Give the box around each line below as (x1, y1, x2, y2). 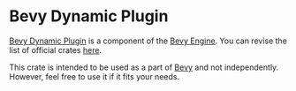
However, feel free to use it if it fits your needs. (9, 71, 179, 81)
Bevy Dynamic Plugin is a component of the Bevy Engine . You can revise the (9, 35, 287, 46)
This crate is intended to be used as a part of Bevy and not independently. (9, 62, 279, 72)
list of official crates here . (9, 44, 102, 55)
